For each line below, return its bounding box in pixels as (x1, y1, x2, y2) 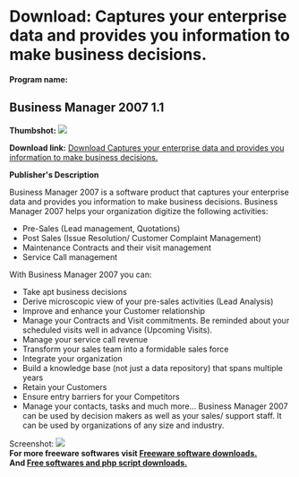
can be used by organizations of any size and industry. (21, 420, 225, 430)
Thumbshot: (9, 125, 56, 135)
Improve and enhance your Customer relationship (21, 305, 206, 316)
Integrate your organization (21, 352, 123, 364)
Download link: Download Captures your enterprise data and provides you (9, 142, 285, 153)
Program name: (9, 74, 69, 84)
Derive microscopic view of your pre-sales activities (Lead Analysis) (21, 296, 274, 307)
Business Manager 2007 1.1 (9, 100, 165, 116)
